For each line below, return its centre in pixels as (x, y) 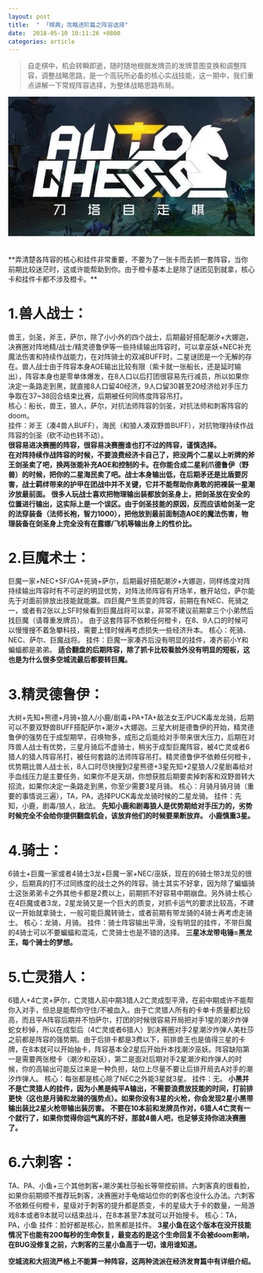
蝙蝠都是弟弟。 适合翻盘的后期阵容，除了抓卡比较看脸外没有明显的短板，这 (129, 650)
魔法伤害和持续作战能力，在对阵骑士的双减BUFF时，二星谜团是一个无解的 (127, 357)
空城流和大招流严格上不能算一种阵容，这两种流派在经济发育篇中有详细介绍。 (131, 1261)
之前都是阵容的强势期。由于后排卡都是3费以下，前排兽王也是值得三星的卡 (127, 1040)
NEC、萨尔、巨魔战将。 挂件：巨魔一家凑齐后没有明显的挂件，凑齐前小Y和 (128, 640)
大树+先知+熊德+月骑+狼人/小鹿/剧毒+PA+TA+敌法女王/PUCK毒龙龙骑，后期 (131, 718)
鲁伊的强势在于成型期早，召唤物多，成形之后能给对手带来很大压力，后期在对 (131, 737)
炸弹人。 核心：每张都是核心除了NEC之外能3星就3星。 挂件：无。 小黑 (128, 1079)
